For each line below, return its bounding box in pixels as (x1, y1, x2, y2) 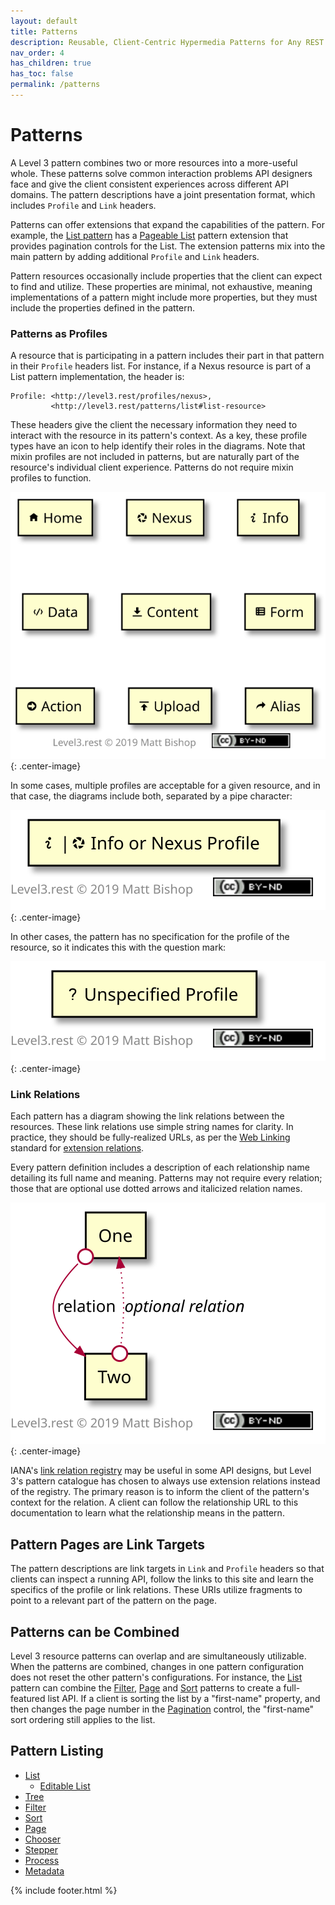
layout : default (10, 16, 78, 26)
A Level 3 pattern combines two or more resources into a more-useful (10, 156, 298, 169)
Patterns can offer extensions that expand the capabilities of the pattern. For (10, 218, 326, 230)
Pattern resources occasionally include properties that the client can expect (10, 270, 323, 282)
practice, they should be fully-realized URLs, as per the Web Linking (10, 1131, 291, 1144)
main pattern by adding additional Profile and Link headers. (10, 250, 260, 262)
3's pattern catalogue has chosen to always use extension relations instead (10, 1475, 321, 1487)
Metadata (24, 1865, 65, 1877)
